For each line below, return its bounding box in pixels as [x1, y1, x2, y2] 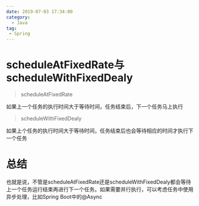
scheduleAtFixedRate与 [6, 58, 125, 72]
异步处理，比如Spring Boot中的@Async [6, 194, 103, 200]
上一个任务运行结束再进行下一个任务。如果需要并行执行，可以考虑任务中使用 [6, 186, 194, 193]
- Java [11, 20, 28, 26]
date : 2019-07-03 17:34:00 [6, 8, 73, 15]
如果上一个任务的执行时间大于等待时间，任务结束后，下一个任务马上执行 [6, 103, 183, 110]
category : [6, 14, 31, 20]
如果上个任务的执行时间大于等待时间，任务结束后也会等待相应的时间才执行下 [6, 127, 194, 134]
